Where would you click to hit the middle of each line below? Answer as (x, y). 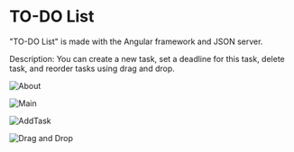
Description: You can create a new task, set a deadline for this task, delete (147, 58)
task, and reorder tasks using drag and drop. (92, 68)
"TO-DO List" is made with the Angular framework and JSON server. (136, 41)
